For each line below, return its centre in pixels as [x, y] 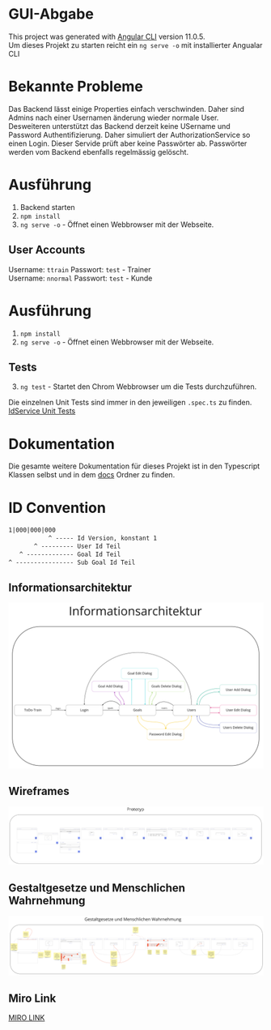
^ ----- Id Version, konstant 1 [103, 539]
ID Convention [57, 508]
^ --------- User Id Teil [77, 547]
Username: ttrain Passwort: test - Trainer [80, 269]
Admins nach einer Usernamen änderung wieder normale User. [114, 118]
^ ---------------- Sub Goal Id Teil [72, 563]
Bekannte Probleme [76, 87]
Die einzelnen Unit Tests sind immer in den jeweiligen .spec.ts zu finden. [130, 403]
